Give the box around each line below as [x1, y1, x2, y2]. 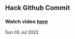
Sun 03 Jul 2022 [5, 29, 39, 35]
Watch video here [5, 18, 48, 25]
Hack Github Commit [5, 4, 70, 12]
